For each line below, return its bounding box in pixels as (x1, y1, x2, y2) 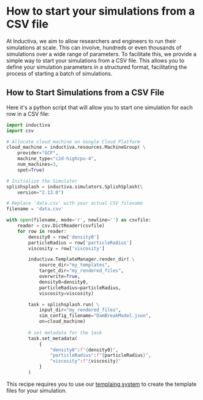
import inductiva (6, 122, 51, 128)
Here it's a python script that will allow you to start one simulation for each (6, 104, 193, 111)
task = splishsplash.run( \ (28, 301, 99, 307)
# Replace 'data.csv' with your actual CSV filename (6, 200, 143, 207)
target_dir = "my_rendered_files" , (38, 268, 124, 274)
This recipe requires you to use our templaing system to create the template (6, 380, 197, 388)
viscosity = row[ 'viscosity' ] (28, 245, 105, 251)
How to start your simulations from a (6, 4, 195, 18)
